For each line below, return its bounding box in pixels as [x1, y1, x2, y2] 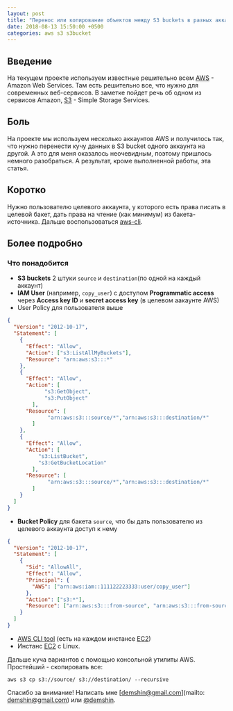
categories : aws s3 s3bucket [7, 29, 92, 37]
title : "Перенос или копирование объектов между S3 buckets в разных [7, 17, 213, 24]
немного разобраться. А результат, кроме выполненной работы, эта [7, 156, 212, 165]
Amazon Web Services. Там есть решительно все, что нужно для [7, 81, 199, 90]
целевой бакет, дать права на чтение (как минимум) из [7, 210, 172, 218]
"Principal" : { [25, 576, 70, 584]
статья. [7, 164, 29, 172]
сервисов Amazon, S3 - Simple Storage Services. [7, 96, 150, 104]
